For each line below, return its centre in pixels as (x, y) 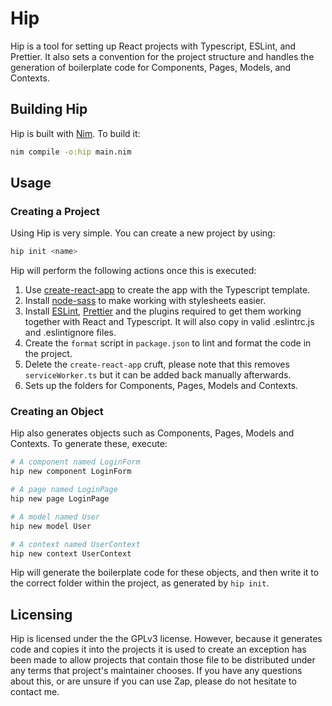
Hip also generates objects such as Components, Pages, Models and (152, 433)
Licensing (41, 614)
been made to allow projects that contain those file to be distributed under (163, 660)
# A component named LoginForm (75, 462)
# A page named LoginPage (64, 490)
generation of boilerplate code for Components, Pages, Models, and (151, 67)
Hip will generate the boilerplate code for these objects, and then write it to (165, 573)
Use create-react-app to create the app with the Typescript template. (167, 290)
